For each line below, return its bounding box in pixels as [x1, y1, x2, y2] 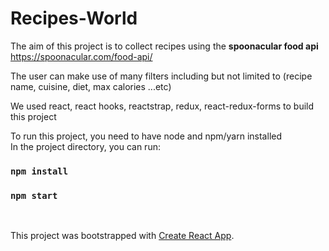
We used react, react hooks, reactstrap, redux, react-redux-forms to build [10, 100, 315, 112]
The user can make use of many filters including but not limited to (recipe [10, 70, 313, 82]
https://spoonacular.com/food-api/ [10, 50, 153, 62]
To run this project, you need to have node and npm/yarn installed [10, 130, 282, 142]
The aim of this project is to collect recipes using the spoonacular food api [10, 40, 319, 52]
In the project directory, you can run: [10, 140, 161, 152]
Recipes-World [10, 7, 138, 30]
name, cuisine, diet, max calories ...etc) [10, 80, 172, 92]
